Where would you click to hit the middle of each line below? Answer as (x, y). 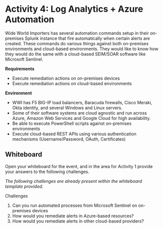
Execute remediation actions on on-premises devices (66, 78)
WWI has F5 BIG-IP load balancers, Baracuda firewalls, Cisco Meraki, (82, 102)
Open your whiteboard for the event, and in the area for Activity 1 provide (79, 166)
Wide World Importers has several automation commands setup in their (77, 33)
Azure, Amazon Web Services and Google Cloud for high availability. (81, 118)
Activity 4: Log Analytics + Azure (74, 9)
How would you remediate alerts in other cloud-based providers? (78, 221)
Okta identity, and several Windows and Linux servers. (67, 108)
